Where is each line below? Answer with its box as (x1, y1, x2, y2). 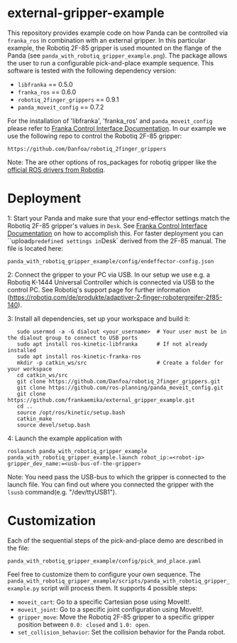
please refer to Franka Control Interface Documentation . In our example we (7, 124, 227, 132)
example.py (7, 585, 40, 592)
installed (7, 346, 37, 354)
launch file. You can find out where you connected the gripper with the (7, 480, 214, 489)
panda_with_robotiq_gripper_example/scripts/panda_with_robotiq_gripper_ (7, 578, 231, 585)
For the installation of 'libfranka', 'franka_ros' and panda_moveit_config (7, 116, 213, 125)
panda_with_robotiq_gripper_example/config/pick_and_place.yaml (7, 557, 202, 565)
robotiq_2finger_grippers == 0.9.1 (17, 95, 119, 104)
